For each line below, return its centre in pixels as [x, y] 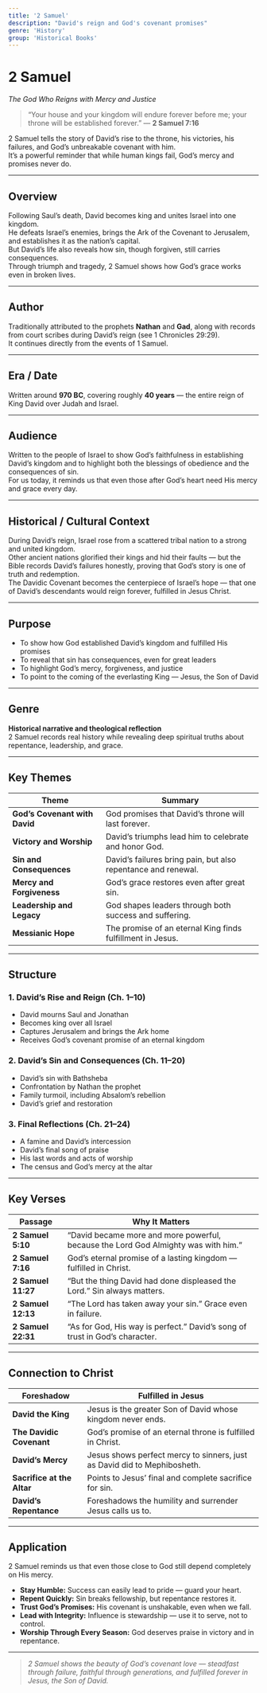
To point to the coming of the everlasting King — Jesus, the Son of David [139, 677]
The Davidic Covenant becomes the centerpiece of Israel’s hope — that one [132, 583]
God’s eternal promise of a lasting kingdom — [152, 1258]
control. [32, 1624]
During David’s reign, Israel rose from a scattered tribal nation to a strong [128, 540]
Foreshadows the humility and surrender [163, 1500]
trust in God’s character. [112, 1336]
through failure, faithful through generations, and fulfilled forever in [138, 1672]
